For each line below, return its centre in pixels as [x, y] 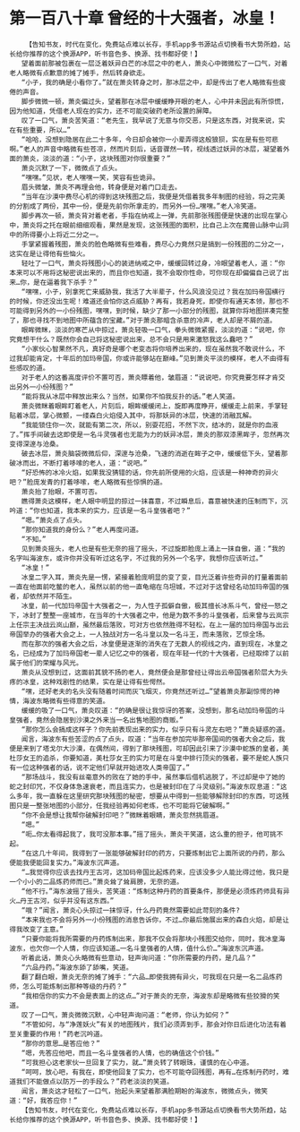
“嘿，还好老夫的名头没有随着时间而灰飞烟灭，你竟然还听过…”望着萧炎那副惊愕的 [147, 691]
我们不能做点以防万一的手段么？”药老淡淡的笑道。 [94, 1081]
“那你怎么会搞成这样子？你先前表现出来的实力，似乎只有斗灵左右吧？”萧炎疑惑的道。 [155, 729]
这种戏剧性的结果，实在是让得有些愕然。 [106, 682]
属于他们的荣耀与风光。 [46, 663]
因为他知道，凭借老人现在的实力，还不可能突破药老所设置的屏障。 [113, 111]
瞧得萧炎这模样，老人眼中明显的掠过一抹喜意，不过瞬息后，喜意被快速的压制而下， [151, 501]
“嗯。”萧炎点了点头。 [54, 520]
